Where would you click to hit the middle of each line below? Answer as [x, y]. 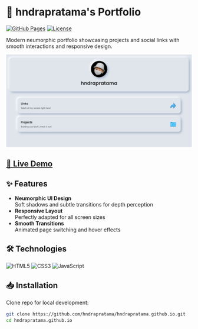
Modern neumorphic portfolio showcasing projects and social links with [93, 40]
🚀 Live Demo [29, 164]
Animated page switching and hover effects [67, 230]
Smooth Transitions [39, 223]
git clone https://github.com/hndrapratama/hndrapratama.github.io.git [96, 314]
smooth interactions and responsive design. [59, 46]
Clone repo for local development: [47, 303]
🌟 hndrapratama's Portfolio [74, 12]
